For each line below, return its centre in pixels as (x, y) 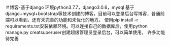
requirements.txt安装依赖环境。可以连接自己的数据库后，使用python (77, 26)
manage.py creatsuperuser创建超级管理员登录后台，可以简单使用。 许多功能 (85, 32)
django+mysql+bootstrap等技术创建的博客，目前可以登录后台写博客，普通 (83, 13)
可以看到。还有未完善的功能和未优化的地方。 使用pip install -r (74, 20)
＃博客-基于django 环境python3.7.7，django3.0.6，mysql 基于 (70, 7)
